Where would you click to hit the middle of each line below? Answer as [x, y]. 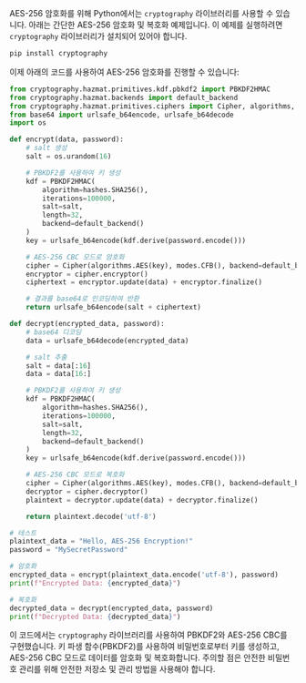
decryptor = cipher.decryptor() [87, 491]
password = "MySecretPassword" [69, 550]
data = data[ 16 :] [59, 374]
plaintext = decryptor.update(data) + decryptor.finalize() [142, 500]
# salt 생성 [46, 148]
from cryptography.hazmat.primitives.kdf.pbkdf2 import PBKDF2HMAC [140, 89]
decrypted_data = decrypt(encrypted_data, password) [112, 608]
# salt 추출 [46, 357]
